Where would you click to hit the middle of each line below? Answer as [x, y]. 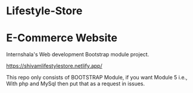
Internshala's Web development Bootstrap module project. [78, 54]
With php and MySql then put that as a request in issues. [76, 84]
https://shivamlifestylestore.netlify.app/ [54, 66]
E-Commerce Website [62, 38]
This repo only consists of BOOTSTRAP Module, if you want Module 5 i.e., [97, 78]
